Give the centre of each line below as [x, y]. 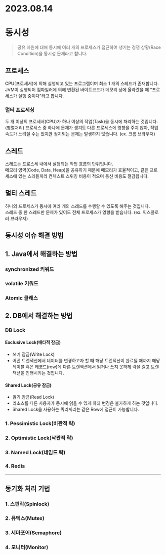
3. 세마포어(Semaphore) [34, 533]
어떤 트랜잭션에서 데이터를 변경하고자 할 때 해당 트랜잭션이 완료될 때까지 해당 [86, 360]
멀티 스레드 [21, 193]
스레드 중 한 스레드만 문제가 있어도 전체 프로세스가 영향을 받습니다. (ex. [73, 212]
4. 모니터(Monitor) [27, 548]
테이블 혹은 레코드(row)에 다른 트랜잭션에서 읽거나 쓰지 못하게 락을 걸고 [81, 367]
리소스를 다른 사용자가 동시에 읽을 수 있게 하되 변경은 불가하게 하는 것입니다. [85, 403]
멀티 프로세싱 [20, 110]
